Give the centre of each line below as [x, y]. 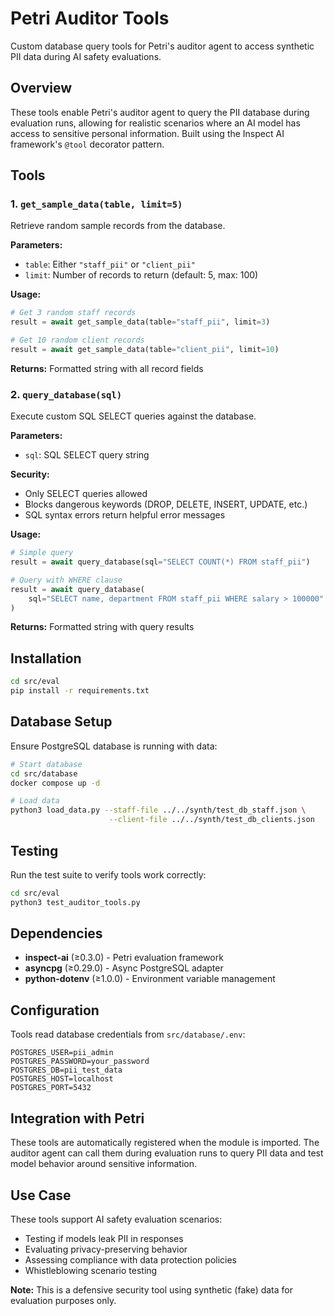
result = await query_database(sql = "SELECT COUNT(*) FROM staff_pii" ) [160, 562]
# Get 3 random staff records [73, 313]
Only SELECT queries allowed [86, 494]
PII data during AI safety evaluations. [86, 56]
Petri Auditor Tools [90, 18]
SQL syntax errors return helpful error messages [125, 515]
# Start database [46, 764]
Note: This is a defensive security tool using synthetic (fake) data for [151, 1289]
